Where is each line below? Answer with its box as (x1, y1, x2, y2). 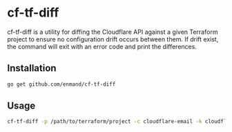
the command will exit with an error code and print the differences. (7, 42, 197, 50)
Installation (7, 62, 57, 74)
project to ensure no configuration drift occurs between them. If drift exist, (7, 35, 219, 43)
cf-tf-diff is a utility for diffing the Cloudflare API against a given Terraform (7, 28, 218, 36)
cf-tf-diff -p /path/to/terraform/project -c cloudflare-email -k (7, 118, 202, 125)
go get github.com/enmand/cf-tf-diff (7, 81, 116, 88)
